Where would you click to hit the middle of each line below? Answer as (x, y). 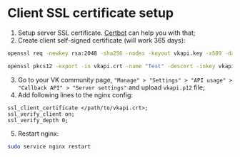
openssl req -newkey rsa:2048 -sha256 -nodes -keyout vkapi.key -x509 (115, 53)
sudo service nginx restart (49, 146)
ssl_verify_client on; (41, 114)
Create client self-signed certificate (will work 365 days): (101, 40)
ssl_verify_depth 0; (38, 120)
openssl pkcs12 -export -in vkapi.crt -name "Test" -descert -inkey (111, 66)
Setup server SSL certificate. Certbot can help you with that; (106, 33)
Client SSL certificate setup (90, 13)
